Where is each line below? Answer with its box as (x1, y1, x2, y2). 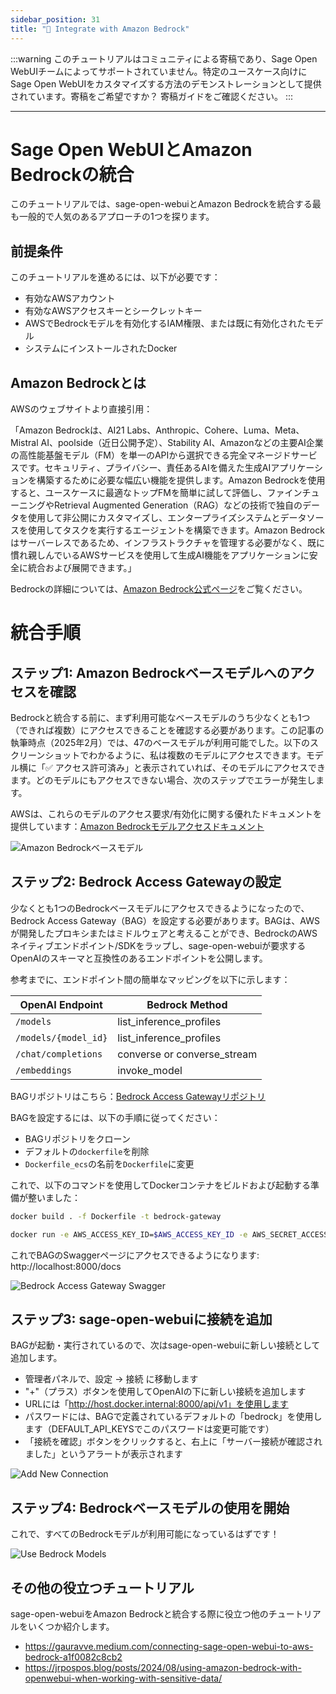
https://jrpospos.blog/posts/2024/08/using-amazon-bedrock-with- (24, 1662, 302, 1674)
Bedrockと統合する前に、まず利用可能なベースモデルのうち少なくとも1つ (10, 712, 311, 724)
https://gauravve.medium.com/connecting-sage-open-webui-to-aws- (24, 1641, 314, 1653)
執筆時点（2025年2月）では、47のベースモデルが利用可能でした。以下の (10, 737, 311, 749)
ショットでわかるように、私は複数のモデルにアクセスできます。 (44, 749, 307, 761)
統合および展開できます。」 (27, 562, 137, 574)
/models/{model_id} (15, 1032, 108, 1043)
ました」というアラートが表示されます (24, 1448, 183, 1460)
